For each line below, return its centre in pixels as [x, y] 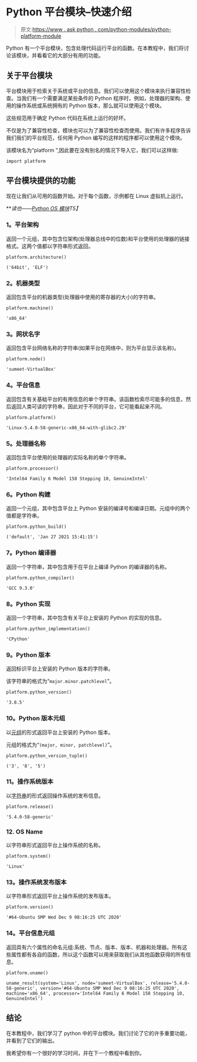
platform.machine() [30, 308]
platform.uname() [27, 973]
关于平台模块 [29, 76]
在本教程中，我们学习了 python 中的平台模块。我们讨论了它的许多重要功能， [98, 1033]
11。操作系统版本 [30, 781]
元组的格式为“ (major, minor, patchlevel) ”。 [61, 745]
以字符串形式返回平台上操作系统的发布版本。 [60, 896]
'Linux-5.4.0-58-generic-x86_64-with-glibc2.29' [67, 428]
